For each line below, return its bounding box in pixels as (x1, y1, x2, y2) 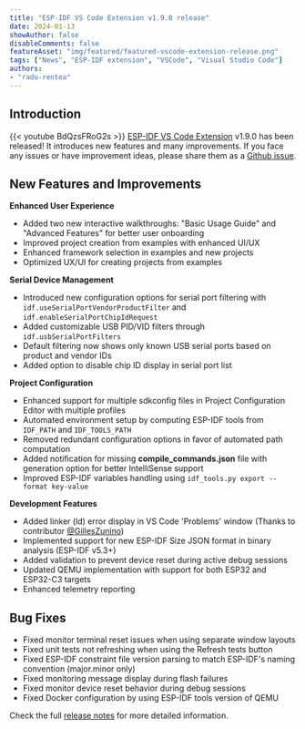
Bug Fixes (9, 610, 66, 625)
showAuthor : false (9, 30, 79, 39)
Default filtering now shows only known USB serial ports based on (22, 341, 271, 352)
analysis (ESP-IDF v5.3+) (22, 545, 117, 556)
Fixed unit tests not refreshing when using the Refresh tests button (22, 644, 273, 655)
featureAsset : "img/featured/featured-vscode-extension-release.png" (9, 47, 280, 56)
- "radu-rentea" (9, 73, 71, 82)
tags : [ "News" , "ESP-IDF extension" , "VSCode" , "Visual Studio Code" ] (9, 56, 283, 65)
